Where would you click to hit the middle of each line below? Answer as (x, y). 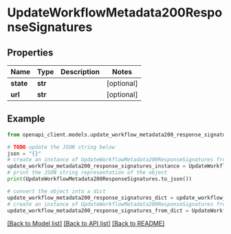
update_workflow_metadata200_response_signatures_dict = (90, 198)
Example (26, 119)
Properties (30, 52)
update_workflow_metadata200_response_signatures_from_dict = (98, 211)
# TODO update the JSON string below (61, 147)
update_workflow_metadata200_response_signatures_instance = (97, 166)
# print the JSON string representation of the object (87, 173)
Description (80, 72)
